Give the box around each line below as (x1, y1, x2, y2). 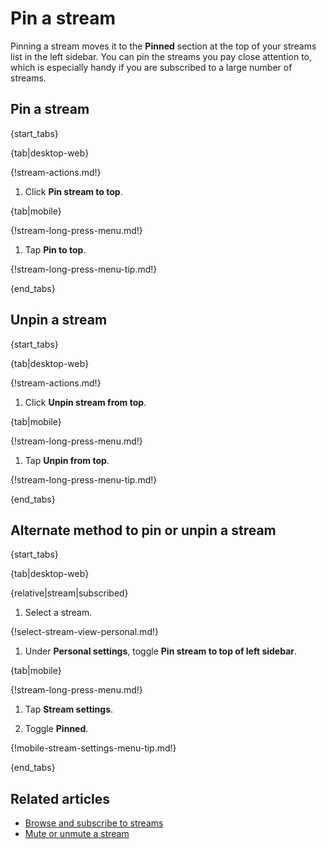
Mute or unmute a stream (24, 828, 130, 840)
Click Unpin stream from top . (24, 396, 147, 408)
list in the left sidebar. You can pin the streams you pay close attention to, (10, 50, 313, 62)
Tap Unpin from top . (24, 454, 110, 466)
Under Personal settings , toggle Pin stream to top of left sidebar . (24, 645, 298, 657)
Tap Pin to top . (24, 243, 87, 256)
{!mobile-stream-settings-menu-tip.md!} (10, 742, 177, 754)
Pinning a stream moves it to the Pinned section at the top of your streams (10, 40, 317, 52)
